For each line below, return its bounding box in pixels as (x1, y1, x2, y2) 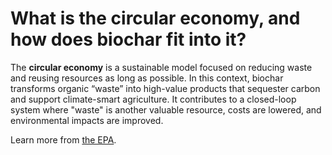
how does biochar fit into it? (10, 28, 247, 51)
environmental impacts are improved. (10, 114, 164, 126)
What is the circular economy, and (10, 7, 301, 30)
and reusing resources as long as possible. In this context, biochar (10, 72, 284, 84)
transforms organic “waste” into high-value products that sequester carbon (10, 82, 321, 94)
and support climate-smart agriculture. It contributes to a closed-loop (10, 93, 297, 105)
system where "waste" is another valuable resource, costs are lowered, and (10, 103, 322, 116)
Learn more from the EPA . (10, 133, 117, 146)
